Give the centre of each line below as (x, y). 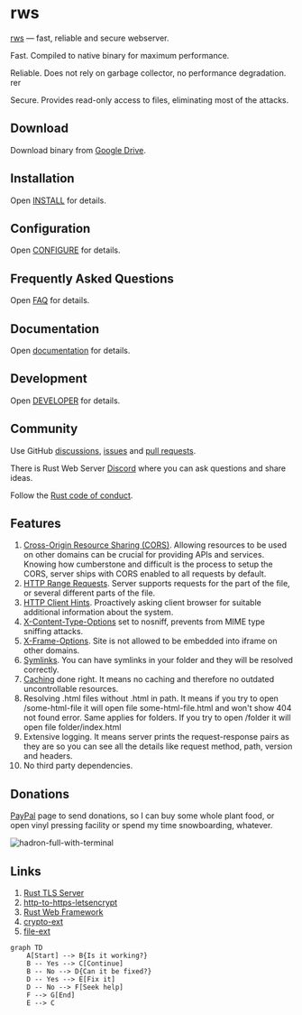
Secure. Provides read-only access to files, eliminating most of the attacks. (150, 100)
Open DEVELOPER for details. (65, 401)
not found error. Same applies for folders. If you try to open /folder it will (157, 718)
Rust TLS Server (54, 893)
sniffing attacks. (53, 632)
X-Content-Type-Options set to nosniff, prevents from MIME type (144, 622)
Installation (42, 179)
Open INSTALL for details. (58, 200)
